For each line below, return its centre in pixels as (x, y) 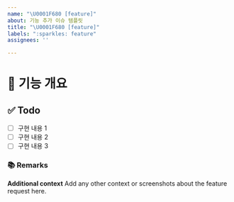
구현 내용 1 (32, 128)
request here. (27, 191)
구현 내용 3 (33, 146)
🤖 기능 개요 (37, 84)
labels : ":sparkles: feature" (52, 34)
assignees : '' (28, 40)
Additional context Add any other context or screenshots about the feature (117, 183)
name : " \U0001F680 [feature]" (52, 14)
